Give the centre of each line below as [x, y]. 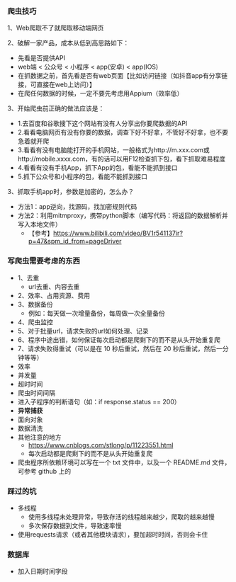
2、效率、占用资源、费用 [54, 295]
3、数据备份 [35, 304]
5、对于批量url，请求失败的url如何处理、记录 [83, 331]
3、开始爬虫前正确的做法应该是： [56, 108]
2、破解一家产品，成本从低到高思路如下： [68, 43]
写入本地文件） [39, 224]
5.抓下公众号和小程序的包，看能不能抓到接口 [82, 177]
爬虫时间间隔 [36, 393]
